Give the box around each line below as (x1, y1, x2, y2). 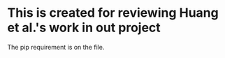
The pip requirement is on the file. (7, 43, 105, 51)
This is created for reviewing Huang (7, 5, 219, 21)
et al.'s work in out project (7, 20, 161, 36)
